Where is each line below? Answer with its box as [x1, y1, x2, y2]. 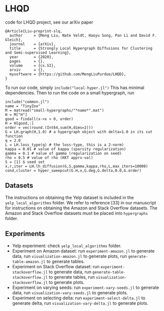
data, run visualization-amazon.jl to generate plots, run [12, 253, 127, 259]
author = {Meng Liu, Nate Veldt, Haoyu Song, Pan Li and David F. [9, 33, 157, 38]
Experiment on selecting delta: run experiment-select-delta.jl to [12, 295, 146, 301]
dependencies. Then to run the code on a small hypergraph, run [5, 89, 135, 96]
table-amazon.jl [12, 259, 46, 264]
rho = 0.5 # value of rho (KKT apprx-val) [5, 155, 93, 160]
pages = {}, [9, 58, 45, 64]
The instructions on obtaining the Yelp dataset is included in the [5, 195, 134, 200]
